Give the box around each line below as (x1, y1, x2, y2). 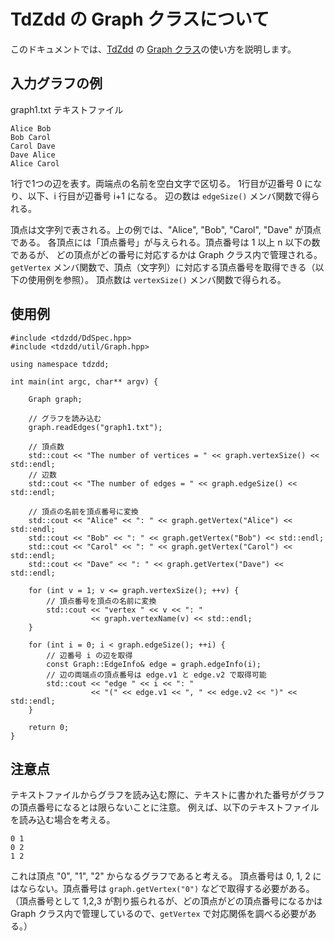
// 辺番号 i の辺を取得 (46, 650, 133, 660)
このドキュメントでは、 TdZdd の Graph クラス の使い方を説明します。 (10, 43, 297, 55)
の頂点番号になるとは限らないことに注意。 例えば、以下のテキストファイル (10, 801, 320, 814)
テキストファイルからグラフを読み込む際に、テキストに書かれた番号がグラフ (10, 789, 325, 801)
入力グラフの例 (10, 75, 103, 92)
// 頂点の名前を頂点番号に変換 (28, 506, 139, 517)
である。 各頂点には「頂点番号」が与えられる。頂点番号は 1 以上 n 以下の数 (10, 236, 321, 248)
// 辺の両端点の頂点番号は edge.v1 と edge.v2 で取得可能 (46, 670, 267, 680)
